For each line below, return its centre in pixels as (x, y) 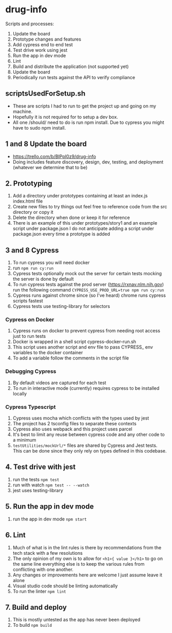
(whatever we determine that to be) (50, 167)
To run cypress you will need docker (51, 263)
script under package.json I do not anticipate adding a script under (83, 229)
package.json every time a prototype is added (61, 234)
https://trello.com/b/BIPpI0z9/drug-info (54, 156)
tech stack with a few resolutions (48, 553)
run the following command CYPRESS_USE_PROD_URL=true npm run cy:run (88, 290)
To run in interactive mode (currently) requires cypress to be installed (86, 388)
